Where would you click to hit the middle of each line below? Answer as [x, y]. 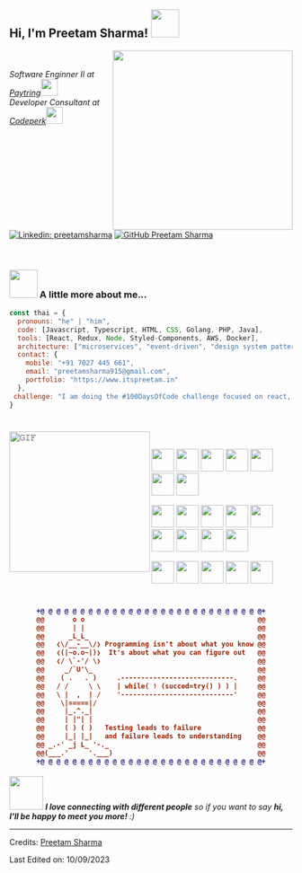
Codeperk [28, 120]
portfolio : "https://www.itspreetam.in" [102, 380]
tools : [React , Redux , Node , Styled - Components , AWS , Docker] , [138, 338]
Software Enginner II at [52, 74]
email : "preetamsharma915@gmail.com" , [98, 372]
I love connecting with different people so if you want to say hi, [164, 807]
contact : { [38, 355]
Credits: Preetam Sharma [56, 842]
